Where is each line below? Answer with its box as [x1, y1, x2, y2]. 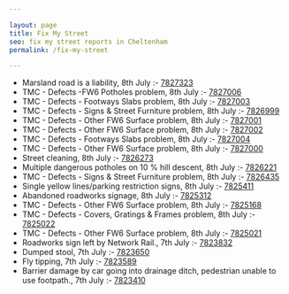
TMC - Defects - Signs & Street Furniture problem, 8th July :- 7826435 [21, 172, 280, 182]
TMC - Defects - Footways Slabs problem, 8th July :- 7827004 [21, 134, 251, 144]
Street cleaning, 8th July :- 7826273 [21, 152, 155, 164]
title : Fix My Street [9, 28, 89, 38]
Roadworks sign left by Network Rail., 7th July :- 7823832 [21, 237, 232, 248]
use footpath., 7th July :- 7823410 [21, 275, 146, 286]
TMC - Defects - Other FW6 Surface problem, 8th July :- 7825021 [21, 228, 262, 239]
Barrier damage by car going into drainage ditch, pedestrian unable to [21, 266, 277, 276]
